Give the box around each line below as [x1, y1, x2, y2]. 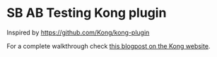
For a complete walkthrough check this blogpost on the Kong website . [6, 42, 211, 50]
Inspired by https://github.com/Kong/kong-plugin [6, 28, 150, 37]
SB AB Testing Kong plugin [6, 5, 167, 21]
